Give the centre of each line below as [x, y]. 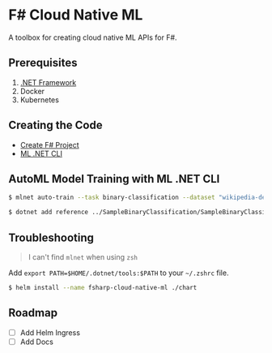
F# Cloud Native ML [76, 15]
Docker [32, 91]
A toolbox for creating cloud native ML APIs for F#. [93, 37]
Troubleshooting [51, 237]
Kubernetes [39, 100]
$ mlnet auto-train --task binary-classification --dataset [112, 198]
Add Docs [37, 342]
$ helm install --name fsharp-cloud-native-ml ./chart [103, 287]
